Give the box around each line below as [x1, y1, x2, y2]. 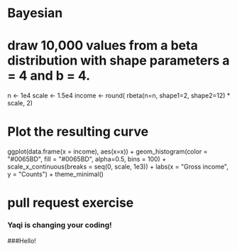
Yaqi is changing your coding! [7, 220, 112, 230]
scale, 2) [7, 99, 33, 107]
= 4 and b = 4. [7, 68, 91, 84]
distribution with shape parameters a [7, 53, 230, 69]
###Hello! [7, 236, 37, 245]
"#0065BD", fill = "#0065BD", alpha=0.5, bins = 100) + [7, 155, 167, 164]
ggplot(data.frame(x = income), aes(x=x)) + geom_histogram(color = [7, 147, 208, 156]
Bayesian [7, 5, 63, 21]
